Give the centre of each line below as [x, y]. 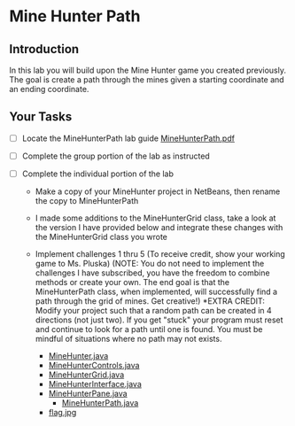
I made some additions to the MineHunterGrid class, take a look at [155, 218]
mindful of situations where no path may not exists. [128, 339]
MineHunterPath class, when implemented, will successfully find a [156, 291]
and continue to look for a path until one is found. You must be [149, 329]
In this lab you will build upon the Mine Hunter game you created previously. [147, 70]
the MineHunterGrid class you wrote [101, 237]
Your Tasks [41, 117]
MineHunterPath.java [100, 403]
